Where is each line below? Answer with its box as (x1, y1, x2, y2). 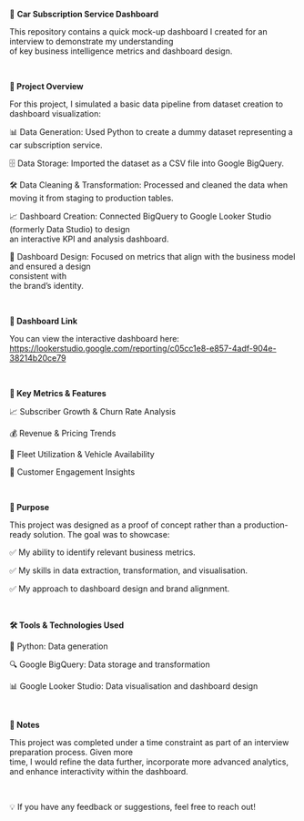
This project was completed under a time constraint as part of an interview (9, 737, 289, 747)
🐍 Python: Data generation (9, 641, 108, 652)
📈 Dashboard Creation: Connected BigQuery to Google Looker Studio (9, 210, 271, 221)
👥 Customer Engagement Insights (9, 467, 136, 477)
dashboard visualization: (9, 108, 102, 118)
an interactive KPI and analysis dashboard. (9, 233, 169, 244)
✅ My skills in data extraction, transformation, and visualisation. (9, 565, 248, 576)
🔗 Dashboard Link (9, 315, 78, 326)
